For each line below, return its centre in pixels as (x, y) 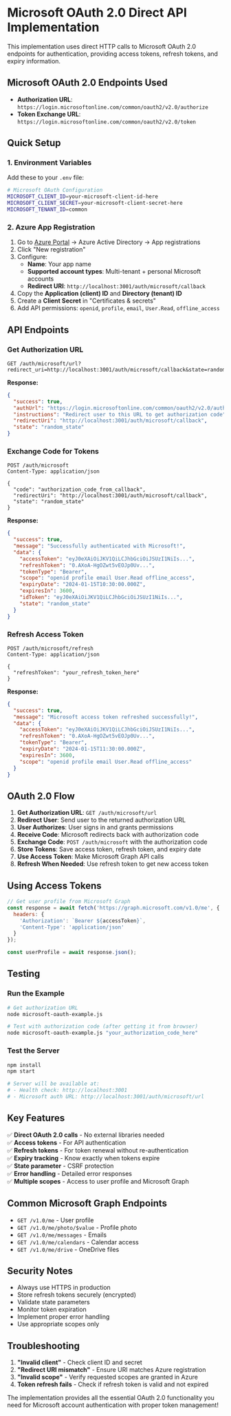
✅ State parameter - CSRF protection (60, 1166)
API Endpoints (38, 330)
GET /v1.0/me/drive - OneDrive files (68, 1249)
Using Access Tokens (54, 886)
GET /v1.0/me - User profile (55, 1220)
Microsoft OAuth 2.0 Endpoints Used (88, 83)
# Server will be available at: (53, 1084)
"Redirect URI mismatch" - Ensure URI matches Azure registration (111, 1370)
